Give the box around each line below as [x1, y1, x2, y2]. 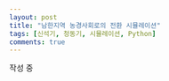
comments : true [9, 37, 66, 47]
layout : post [9, 12, 58, 22]
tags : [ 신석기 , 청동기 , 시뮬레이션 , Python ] [9, 29, 157, 38]
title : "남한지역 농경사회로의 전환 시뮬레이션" [9, 21, 161, 30]
